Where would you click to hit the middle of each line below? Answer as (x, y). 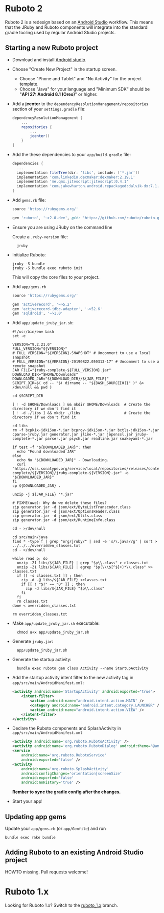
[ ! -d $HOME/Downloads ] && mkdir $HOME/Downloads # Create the (81, 405)
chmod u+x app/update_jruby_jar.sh (53, 632)
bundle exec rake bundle (30, 837)
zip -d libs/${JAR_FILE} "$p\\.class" (65, 589)
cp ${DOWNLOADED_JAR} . (36, 486)
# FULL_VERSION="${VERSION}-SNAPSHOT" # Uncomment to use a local (81, 353)
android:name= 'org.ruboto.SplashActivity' (65, 769)
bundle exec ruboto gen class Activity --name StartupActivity (82, 668)
